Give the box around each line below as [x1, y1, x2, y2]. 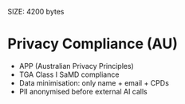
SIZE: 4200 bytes [7, 7, 65, 16]
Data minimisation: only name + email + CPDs [18, 78, 169, 87]
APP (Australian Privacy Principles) [18, 61, 135, 70]
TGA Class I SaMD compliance [18, 70, 120, 79]
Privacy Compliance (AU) [7, 35, 179, 53]
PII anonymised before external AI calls [18, 86, 148, 96]
